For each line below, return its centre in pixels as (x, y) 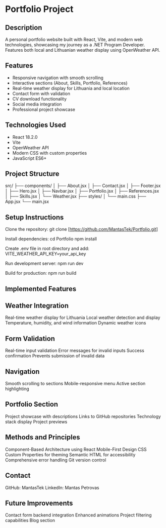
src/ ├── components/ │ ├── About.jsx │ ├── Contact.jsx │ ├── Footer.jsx (83, 186)
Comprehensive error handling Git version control (56, 460)
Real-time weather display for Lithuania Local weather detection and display (83, 317)
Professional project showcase (44, 109)
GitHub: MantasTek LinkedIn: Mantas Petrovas (52, 487)
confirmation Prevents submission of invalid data (55, 356)
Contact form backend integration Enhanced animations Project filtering (79, 515)
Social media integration (37, 104)
